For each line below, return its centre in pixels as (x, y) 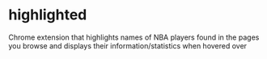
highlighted (48, 15)
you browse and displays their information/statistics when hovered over (128, 45)
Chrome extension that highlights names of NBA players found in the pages (134, 37)
